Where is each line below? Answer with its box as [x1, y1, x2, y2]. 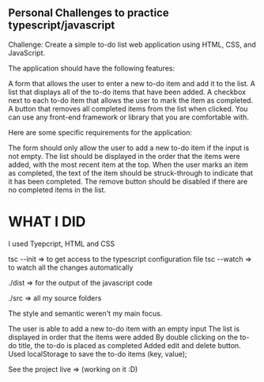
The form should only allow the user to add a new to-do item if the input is [8, 142, 250, 153]
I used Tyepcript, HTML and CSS [8, 239, 115, 248]
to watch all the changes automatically [8, 263, 134, 272]
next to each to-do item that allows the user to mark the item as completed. [8, 95, 254, 105]
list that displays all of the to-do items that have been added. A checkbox [8, 87, 247, 96]
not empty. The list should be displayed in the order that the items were [8, 151, 240, 161]
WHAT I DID [8, 213, 86, 230]
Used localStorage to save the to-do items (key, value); [8, 349, 187, 358]
